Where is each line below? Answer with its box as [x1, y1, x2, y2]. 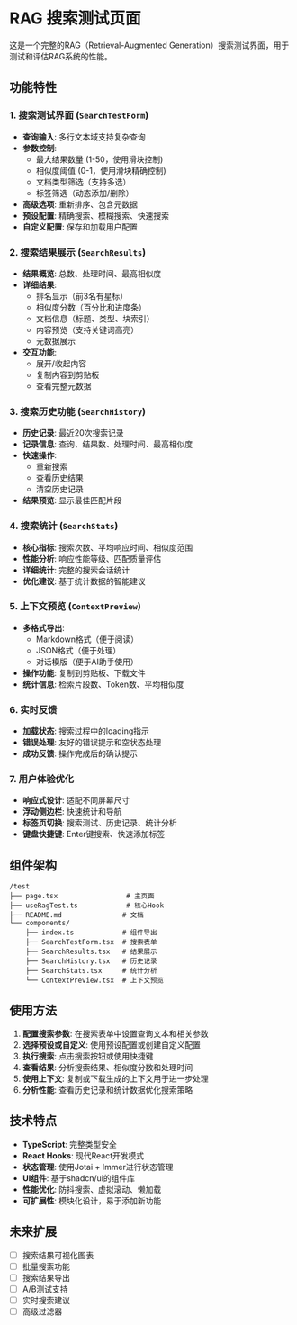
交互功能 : [22, 347, 57, 357]
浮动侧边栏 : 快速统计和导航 [22, 807, 122, 817]
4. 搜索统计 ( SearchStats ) [9, 519, 119, 532]
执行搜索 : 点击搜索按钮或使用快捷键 [22, 1050, 154, 1062]
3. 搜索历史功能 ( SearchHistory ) [9, 405, 147, 418]
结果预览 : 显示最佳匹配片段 [22, 495, 122, 506]
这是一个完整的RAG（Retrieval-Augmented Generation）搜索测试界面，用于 [9, 40, 290, 50]
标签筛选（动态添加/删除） [35, 187, 134, 198]
